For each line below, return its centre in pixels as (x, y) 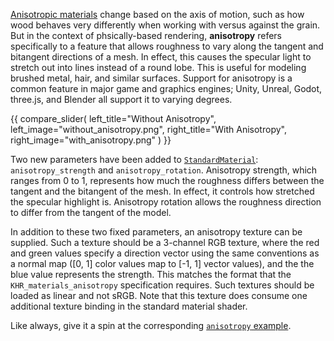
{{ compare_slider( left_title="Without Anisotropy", (113, 118)
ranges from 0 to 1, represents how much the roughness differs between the (167, 180)
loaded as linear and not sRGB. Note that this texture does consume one (159, 295)
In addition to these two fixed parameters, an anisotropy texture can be (156, 232)
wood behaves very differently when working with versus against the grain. (165, 25)
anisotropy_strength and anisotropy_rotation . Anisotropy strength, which (164, 170)
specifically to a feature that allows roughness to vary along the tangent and (167, 46)
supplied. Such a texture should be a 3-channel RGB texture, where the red (165, 242)
